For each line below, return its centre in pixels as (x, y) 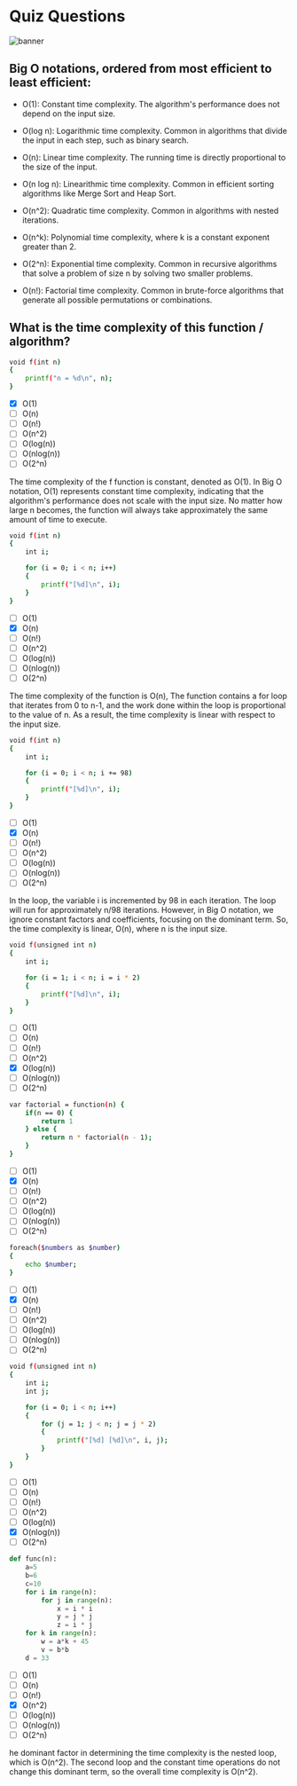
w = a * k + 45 (65, 1641)
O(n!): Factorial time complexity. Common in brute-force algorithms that (153, 290)
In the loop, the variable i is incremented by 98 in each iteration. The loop (143, 901)
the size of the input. (59, 167)
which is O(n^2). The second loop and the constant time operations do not (145, 1762)
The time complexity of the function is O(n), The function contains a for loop (148, 696)
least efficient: (50, 83)
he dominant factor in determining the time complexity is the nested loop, (143, 1753)
